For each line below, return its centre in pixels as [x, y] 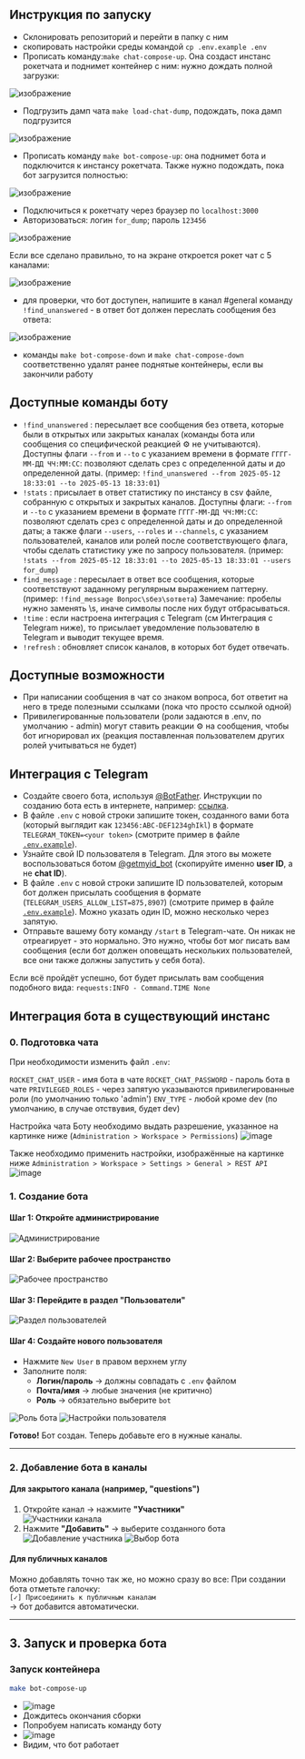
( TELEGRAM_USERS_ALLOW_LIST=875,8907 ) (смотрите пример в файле [148, 902]
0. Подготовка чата [54, 1042]
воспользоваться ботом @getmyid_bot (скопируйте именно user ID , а [157, 864]
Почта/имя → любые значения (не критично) [124, 1390]
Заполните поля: [55, 1371]
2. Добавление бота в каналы [79, 1467]
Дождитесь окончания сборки [82, 1715]
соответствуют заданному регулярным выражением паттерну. [145, 588]
